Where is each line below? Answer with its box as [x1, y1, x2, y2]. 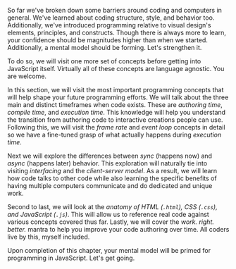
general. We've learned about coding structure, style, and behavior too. [7, 13, 215, 22]
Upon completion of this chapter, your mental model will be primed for [7, 246, 211, 254]
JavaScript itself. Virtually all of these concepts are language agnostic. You [7, 65, 225, 73]
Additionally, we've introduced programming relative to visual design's [7, 21, 211, 29]
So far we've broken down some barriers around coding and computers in [7, 6, 222, 14]
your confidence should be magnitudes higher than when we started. [7, 36, 208, 44]
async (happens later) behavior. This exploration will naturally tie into [7, 159, 208, 168]
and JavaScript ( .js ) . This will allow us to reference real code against [7, 211, 209, 218]
